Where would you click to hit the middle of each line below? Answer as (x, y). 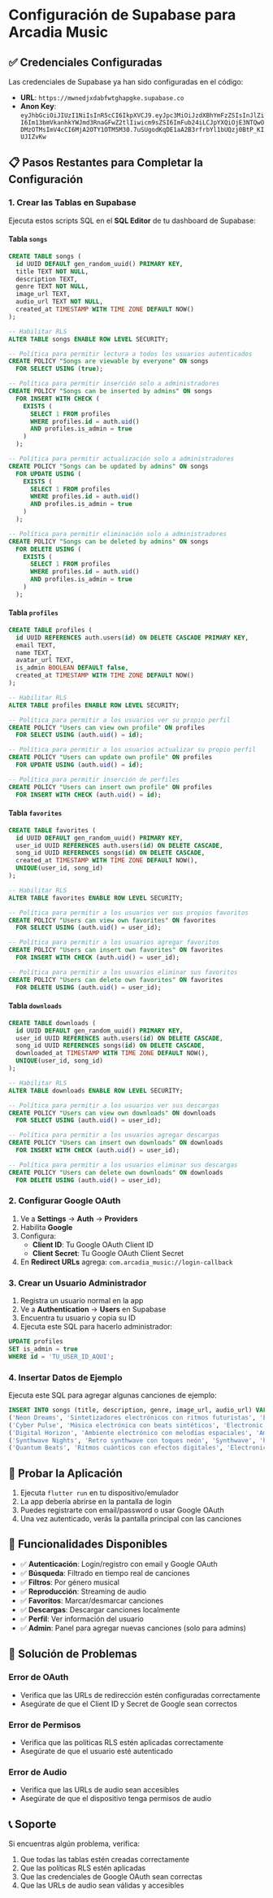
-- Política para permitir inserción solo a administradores (114, 384)
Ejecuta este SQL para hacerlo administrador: (96, 1327)
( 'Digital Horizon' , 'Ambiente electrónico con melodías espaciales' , (130, 1433)
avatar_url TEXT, (45, 661)
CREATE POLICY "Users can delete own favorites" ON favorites (116, 980)
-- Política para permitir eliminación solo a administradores (118, 534)
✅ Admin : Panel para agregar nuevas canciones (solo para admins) (133, 1628)
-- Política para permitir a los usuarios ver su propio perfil (119, 720)
